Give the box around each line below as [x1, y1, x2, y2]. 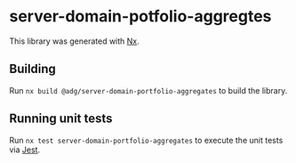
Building [9, 61, 56, 77]
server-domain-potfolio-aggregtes [9, 6, 272, 27]
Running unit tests [9, 111, 113, 126]
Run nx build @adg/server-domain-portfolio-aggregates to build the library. [9, 85, 288, 95]
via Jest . [9, 144, 41, 155]
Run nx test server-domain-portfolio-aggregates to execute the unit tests [9, 134, 284, 145]
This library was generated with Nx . [9, 36, 140, 46]
